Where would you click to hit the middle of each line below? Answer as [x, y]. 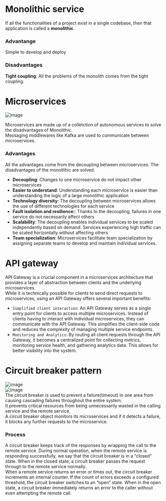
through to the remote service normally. [46, 466]
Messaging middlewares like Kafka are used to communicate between [77, 135]
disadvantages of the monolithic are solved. [50, 170]
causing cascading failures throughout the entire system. [64, 400]
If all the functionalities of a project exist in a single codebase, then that [79, 23]
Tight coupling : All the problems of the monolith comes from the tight [77, 76]
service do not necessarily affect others [53, 217]
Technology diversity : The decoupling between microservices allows [84, 201]
